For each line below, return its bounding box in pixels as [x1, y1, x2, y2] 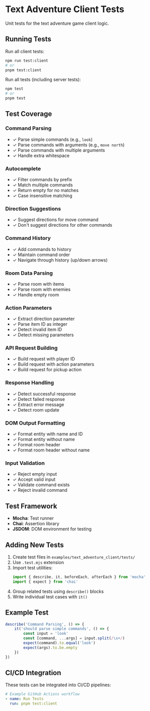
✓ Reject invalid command [12, 487, 68, 493]
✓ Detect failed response [12, 396, 65, 402]
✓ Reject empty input [12, 471, 57, 477]
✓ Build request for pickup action [12, 367, 82, 373]
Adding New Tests [5, 540, 64, 549]
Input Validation [5, 460, 45, 467]
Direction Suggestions [5, 205, 61, 212]
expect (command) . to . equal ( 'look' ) [23, 640, 96, 646]
